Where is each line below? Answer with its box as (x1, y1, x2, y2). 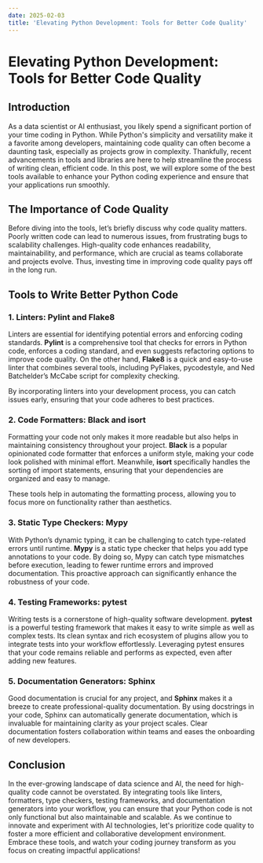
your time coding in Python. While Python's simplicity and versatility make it (8, 130, 254, 139)
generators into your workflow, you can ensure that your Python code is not (8, 804, 253, 813)
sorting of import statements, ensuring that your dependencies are (8, 465, 224, 476)
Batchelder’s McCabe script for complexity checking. (8, 371, 181, 380)
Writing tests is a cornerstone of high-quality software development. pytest (8, 614, 253, 623)
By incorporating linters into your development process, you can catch (8, 387, 236, 395)
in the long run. (8, 265, 57, 275)
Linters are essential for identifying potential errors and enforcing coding (8, 329, 243, 339)
